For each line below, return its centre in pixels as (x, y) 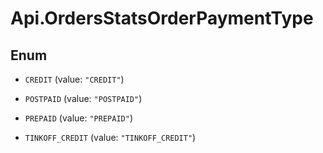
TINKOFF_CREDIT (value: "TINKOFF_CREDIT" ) (110, 137)
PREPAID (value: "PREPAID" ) (78, 118)
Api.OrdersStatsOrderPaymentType (162, 18)
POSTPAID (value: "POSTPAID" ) (83, 98)
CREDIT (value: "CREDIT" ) (74, 79)
